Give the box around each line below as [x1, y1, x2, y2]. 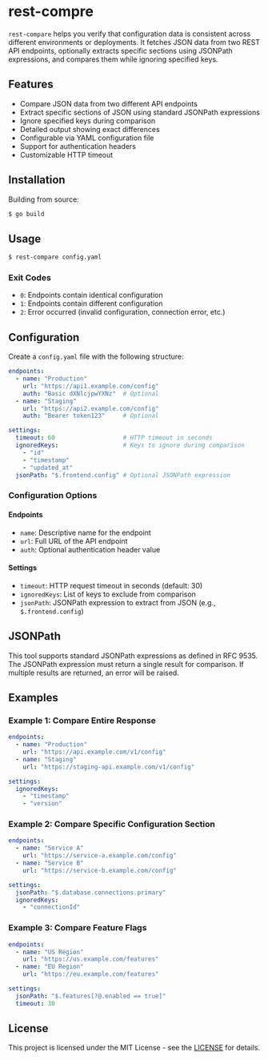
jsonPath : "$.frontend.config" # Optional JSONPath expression [15, 471, 230, 479]
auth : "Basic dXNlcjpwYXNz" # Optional [22, 389, 159, 398]
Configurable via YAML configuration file [19, 133, 154, 143]
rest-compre [8, 2, 94, 21]
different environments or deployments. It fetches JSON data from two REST [8, 37, 261, 46]
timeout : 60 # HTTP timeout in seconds [15, 434, 214, 442]
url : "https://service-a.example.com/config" [22, 852, 178, 860]
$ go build [8, 210, 45, 218]
